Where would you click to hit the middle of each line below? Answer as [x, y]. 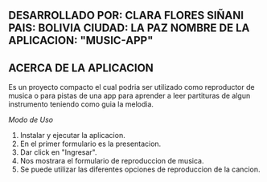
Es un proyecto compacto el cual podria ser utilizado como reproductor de [131, 87]
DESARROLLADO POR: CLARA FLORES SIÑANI [126, 16]
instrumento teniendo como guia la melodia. [81, 104]
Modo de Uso [31, 120]
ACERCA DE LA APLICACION [81, 68]
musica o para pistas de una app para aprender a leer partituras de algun [129, 96]
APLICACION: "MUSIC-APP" [81, 40]
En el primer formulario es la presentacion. [90, 144]
